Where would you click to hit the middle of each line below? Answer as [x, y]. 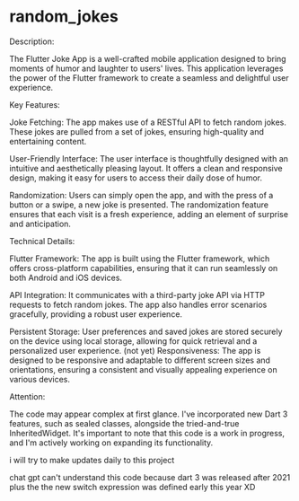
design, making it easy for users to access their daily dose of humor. [136, 178]
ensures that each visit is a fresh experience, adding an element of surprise [149, 214]
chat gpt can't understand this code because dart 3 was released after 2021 [150, 477]
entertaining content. [48, 141]
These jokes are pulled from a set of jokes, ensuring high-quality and [137, 131]
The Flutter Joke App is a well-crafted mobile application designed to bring [148, 58]
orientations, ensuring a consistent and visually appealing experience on [143, 369]
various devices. [40, 379]
